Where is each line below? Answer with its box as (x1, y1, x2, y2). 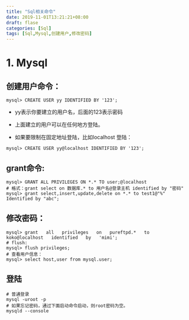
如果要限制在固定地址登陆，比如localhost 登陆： (14, 134, 132, 141)
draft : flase (6, 20, 39, 25)
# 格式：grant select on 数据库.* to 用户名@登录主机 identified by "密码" (6, 185, 184, 191)
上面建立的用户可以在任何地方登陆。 (14, 121, 104, 128)
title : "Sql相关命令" (6, 8, 56, 15)
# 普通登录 (6, 291, 30, 297)
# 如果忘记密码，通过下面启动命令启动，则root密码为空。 (6, 303, 129, 309)
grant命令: (6, 163, 45, 173)
